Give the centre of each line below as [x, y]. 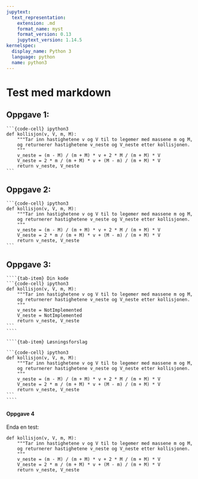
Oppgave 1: [28, 115]
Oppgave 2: [29, 189]
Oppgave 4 [21, 414]
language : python [34, 57]
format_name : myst [40, 29]
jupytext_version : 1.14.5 [50, 40]
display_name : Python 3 [41, 51]
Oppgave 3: [29, 264]
